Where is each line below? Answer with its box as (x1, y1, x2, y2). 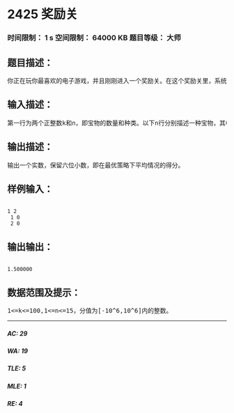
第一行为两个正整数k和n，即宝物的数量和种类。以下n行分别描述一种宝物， (7, 119, 220, 127)
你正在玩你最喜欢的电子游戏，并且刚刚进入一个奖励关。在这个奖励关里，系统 (7, 77, 227, 84)
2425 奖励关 (7, 6, 78, 22)
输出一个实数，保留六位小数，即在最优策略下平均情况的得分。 (7, 161, 185, 169)
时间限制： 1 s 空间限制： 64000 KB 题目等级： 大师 (7, 33, 181, 42)
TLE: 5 (7, 364, 26, 373)
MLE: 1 (7, 382, 26, 390)
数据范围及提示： (7, 286, 81, 298)
